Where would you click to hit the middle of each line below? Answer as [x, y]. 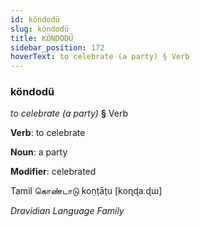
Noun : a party [39, 152]
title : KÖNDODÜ [42, 38]
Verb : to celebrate [48, 133]
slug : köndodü [40, 29]
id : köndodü [35, 19]
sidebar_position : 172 [57, 47]
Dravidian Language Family [67, 211]
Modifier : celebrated [53, 172]
